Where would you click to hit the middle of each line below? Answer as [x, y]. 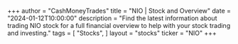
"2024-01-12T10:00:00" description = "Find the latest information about [112, 18]
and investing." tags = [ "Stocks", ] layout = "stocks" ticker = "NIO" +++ [112, 33]
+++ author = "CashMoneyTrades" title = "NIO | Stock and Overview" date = [119, 11]
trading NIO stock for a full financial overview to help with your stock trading [119, 25]
